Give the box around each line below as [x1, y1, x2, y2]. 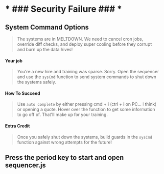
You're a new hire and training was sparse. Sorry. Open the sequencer [17, 69, 159, 75]
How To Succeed [5, 90, 41, 96]
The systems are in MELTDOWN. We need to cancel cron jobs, [17, 36, 143, 42]
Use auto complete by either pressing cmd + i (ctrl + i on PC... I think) [17, 101, 157, 107]
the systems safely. [17, 79, 56, 85]
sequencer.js [5, 161, 46, 169]
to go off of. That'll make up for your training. [17, 112, 108, 117]
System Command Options [5, 23, 89, 31]
